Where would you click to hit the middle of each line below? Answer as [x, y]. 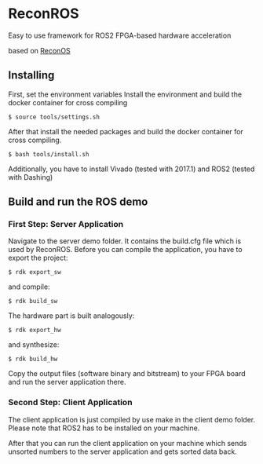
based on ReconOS [39, 50]
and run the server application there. [67, 382]
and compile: [29, 287]
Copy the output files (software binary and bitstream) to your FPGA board [127, 374]
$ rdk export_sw [35, 272]
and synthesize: [34, 345]
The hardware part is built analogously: [71, 316]
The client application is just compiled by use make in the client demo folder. [132, 419]
